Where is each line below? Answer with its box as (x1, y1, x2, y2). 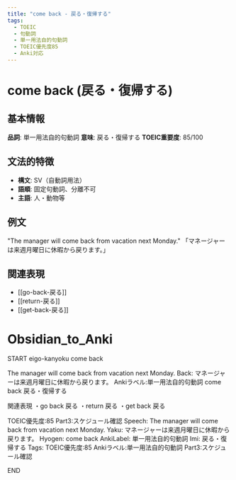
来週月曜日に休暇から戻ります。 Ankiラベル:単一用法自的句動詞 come (19, 378, 222, 387)
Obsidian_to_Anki (7, 331, 113, 347)
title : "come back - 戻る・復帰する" (7, 10, 111, 18)
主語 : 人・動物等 (17, 193, 65, 202)
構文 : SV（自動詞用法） (17, 176, 86, 184)
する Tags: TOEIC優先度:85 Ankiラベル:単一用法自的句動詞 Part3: (13, 443, 202, 452)
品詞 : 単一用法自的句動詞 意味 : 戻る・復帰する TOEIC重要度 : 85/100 (7, 132, 203, 142)
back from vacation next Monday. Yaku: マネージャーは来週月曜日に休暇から (7, 425, 230, 434)
